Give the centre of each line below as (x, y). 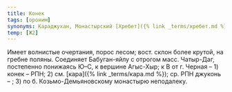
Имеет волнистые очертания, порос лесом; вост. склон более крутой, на (115, 52)
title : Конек (26, 13)
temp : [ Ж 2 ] (23, 33)
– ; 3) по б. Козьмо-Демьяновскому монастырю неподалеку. (97, 81)
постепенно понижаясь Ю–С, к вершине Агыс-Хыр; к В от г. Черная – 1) (113, 67)
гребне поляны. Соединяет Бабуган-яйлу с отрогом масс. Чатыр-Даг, (111, 60)
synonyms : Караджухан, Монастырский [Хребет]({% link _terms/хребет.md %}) (118, 26)
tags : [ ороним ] (29, 20)
